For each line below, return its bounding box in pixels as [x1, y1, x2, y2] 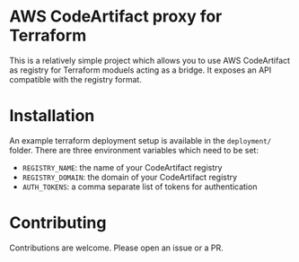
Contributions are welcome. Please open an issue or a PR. [9, 242, 224, 253]
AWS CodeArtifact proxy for [9, 6, 223, 27]
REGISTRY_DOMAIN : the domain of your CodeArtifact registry [22, 171, 238, 182]
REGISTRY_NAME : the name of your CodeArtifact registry [22, 162, 223, 172]
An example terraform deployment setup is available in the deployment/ [9, 135, 272, 145]
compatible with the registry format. [9, 74, 142, 84]
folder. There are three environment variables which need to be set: [9, 144, 259, 155]
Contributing [9, 213, 107, 233]
